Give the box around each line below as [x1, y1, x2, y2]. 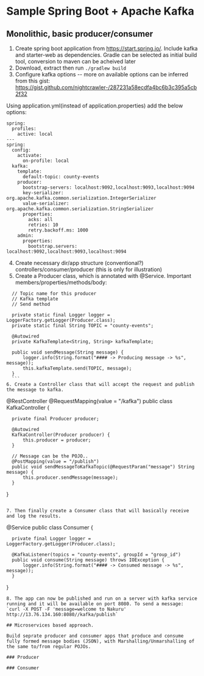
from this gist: [15, 78, 51, 84]
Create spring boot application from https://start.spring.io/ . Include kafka [15, 45, 198, 52]
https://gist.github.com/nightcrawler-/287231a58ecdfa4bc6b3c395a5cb [15, 84, 197, 91]
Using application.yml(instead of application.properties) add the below [6, 102, 183, 109]
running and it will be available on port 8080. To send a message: [6, 601, 184, 607]
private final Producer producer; [12, 416, 99, 422]
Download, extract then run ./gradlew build [15, 64, 127, 71]
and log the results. [6, 513, 62, 519]
